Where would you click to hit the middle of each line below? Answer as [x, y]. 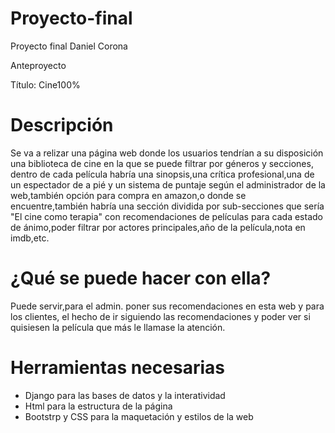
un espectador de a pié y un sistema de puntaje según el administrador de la [168, 184]
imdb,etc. [30, 238]
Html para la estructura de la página [98, 406]
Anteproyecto [38, 65]
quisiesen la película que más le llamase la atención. [118, 327]
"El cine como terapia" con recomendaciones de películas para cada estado [166, 216]
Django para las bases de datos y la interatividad [125, 395]
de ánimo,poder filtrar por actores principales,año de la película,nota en [158, 227]
